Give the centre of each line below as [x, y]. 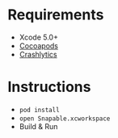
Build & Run [38, 126]
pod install [39, 110]
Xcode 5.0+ [38, 37]
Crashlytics [38, 54]
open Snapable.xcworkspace [65, 119]
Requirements [56, 15]
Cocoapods [38, 45]
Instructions [49, 87]
